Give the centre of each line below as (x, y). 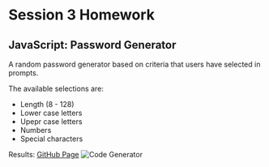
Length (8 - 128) (47, 104)
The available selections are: (56, 88)
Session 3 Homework (82, 15)
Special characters (51, 139)
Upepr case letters (51, 122)
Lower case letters (51, 113)
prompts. (23, 73)
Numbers (36, 130)
